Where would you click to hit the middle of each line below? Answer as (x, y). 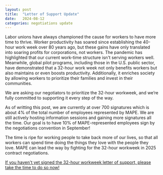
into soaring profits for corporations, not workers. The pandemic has (74, 52)
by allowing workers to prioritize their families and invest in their (69, 78)
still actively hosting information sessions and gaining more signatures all (78, 118)
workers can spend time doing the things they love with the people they (77, 143)
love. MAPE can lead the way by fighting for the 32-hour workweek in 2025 (81, 148)
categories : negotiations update (39, 23)
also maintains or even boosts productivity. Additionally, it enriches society (80, 73)
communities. (19, 84)
